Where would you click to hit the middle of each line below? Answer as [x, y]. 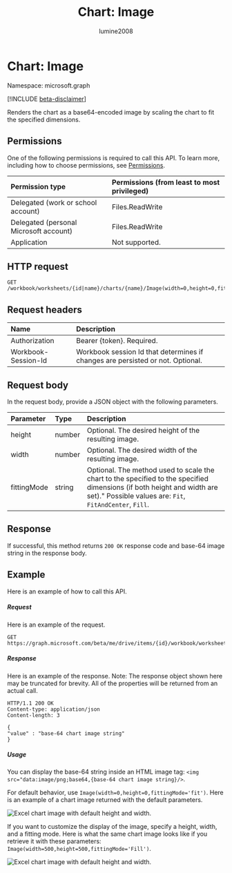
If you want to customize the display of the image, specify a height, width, [112, 827]
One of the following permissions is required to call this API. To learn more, [114, 158]
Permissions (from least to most [166, 182]
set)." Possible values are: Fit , [136, 496]
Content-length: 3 [33, 715]
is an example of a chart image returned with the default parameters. [105, 800]
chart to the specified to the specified [147, 478]
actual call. [22, 690]
